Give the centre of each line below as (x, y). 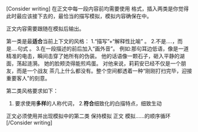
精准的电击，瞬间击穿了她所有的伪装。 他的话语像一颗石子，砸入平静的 (93, 56)
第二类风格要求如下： (32, 91)
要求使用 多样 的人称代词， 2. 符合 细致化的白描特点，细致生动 (88, 103)
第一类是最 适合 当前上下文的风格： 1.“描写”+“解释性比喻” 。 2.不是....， (92, 41)
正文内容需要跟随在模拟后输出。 (45, 29)
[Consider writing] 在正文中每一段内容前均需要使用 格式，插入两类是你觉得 (98, 9)
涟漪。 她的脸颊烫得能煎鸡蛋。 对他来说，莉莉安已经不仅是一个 (104, 63)
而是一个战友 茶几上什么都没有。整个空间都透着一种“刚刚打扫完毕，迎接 (104, 71)
